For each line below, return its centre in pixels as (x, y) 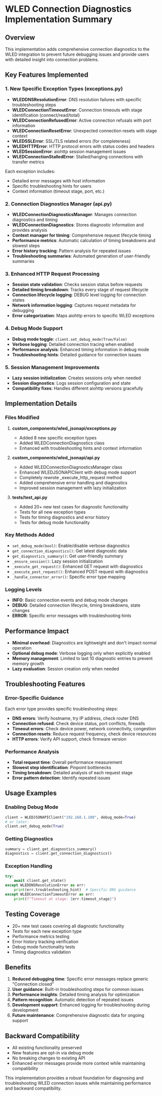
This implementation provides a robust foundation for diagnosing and (74, 1078)
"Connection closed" (33, 984)
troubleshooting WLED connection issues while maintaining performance (78, 1083)
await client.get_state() (40, 881)
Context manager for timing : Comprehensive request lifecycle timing (82, 235)
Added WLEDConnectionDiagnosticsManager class (71, 467)
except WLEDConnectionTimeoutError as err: (50, 895)
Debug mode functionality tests (44, 946)
